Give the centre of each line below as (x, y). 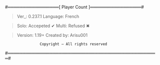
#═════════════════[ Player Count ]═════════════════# (74, 7)
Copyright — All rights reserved (73, 44)
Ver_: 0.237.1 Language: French (48, 16)
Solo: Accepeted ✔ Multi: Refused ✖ (53, 26)
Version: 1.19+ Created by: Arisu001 (52, 35)
